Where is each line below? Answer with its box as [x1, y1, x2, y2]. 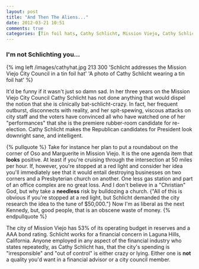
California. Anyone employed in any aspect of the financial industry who [6, 237, 182, 244]
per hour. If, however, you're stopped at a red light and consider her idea [6, 163, 183, 170]
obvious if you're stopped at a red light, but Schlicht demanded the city [6, 194, 179, 201]
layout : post [6, 8, 38, 15]
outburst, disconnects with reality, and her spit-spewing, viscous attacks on [6, 107, 191, 114]
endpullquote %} [6, 213, 47, 220]
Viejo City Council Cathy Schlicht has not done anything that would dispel [6, 94, 186, 102]
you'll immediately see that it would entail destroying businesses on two [6, 169, 182, 176]
